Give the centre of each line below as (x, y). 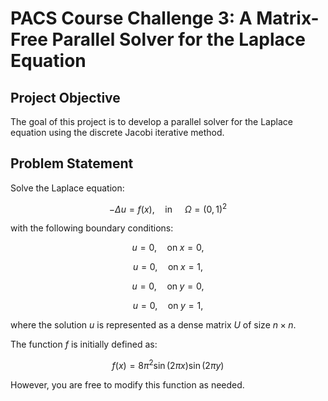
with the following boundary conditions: (92, 228)
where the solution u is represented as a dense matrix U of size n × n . (153, 325)
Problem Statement (72, 163)
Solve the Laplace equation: (67, 188)
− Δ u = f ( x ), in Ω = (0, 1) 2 (168, 208)
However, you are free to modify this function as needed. (127, 385)
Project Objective (65, 97)
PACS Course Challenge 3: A (131, 18)
